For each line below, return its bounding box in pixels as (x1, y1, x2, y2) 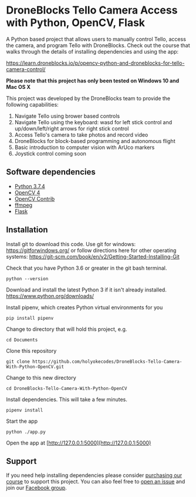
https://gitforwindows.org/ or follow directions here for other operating (6, 247, 177, 254)
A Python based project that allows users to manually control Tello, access (6, 35, 187, 42)
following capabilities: (6, 101, 59, 108)
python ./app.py (6, 429, 46, 435)
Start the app (6, 418, 38, 425)
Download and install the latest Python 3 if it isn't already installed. (6, 286, 167, 293)
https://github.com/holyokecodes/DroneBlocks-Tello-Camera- (32, 359, 183, 365)
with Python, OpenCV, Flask (6, 16, 146, 29)
